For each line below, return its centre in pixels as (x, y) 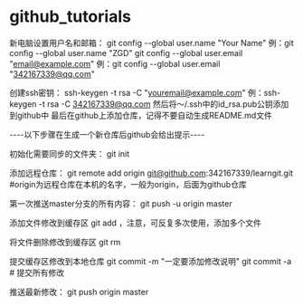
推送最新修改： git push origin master (79, 292)
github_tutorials (70, 17)
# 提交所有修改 (37, 273)
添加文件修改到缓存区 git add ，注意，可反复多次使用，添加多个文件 (136, 223)
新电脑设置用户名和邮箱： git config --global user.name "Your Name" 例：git (151, 43)
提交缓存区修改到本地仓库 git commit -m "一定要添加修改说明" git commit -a (151, 261)
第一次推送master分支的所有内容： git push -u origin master (121, 203)
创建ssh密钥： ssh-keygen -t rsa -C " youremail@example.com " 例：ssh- (145, 92)
